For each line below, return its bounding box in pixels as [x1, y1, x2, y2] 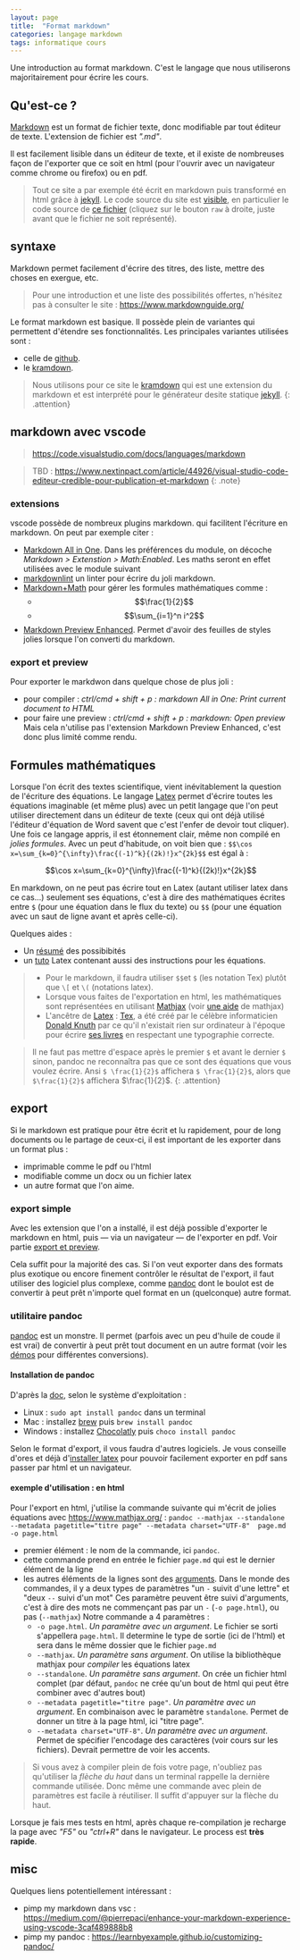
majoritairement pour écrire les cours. [10, 72, 149, 83]
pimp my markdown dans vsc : [22, 1903, 137, 1914]
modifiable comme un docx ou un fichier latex [22, 1170, 192, 1181]
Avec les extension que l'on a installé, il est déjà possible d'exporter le [10, 1223, 268, 1233]
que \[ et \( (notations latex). [45, 982, 154, 993]
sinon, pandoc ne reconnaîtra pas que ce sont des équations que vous [31, 1056, 292, 1067]
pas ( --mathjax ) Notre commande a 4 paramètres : [22, 1611, 210, 1622]
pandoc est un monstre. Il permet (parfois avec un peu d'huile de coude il [10, 1330, 280, 1341]
